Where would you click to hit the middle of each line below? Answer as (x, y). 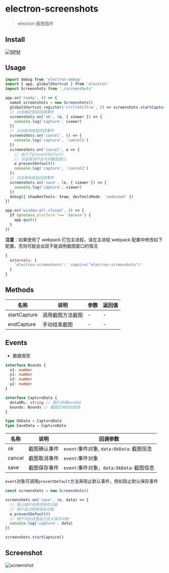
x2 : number (21, 379)
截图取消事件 (44, 458)
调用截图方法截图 (63, 315)
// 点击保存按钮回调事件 (32, 178)
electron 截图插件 (35, 23)
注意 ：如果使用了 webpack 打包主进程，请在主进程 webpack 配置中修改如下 (84, 239)
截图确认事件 (44, 449)
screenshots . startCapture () (35, 537)
